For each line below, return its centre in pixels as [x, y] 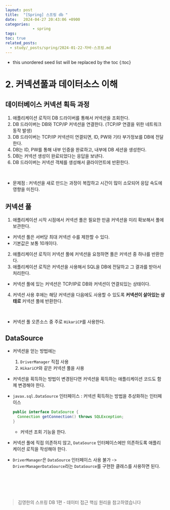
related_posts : [21, 43]
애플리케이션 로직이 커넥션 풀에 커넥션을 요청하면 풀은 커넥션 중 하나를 [81, 254]
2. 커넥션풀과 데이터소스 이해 [61, 84]
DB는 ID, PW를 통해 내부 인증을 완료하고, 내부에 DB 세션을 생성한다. [79, 149]
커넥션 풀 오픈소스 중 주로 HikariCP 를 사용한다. [59, 322]
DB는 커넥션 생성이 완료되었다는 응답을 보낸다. [58, 156]
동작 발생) [22, 131]
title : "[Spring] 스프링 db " [37, 15]
